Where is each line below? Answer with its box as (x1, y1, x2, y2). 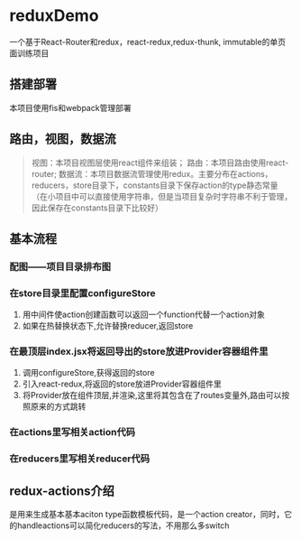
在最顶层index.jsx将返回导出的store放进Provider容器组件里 (9, 345, 269, 358)
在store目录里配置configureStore (9, 286, 156, 299)
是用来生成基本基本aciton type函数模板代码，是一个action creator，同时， (9, 509, 285, 520)
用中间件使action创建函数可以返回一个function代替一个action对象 (22, 309, 266, 321)
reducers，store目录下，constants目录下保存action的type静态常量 (31, 180, 278, 191)
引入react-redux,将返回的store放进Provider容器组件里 (22, 378, 223, 389)
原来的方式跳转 (30, 401, 87, 412)
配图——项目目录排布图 (9, 260, 111, 273)
